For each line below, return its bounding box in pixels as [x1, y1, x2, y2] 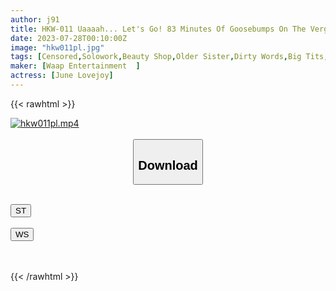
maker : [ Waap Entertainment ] [10, 61, 141, 71]
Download [138, 157, 198, 173]
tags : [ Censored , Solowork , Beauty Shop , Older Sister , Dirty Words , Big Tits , [10, 52, 329, 62]
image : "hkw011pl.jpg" [10, 42, 105, 53]
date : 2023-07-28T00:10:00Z [10, 33, 128, 43]
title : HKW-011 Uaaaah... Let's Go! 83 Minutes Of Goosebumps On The [10, 24, 307, 34]
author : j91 [10, 14, 60, 25]
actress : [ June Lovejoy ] [10, 71, 114, 81]
